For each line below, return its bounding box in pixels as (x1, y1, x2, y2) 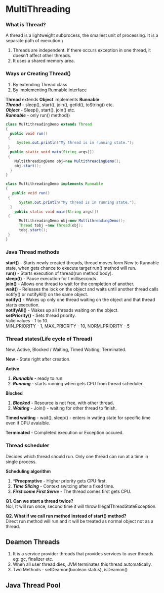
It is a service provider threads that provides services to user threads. (12, 551, 155, 557)
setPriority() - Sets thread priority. (5, 312, 76, 318)
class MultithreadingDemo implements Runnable (5, 181, 103, 186)
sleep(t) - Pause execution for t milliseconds (5, 275, 96, 281)
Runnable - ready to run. (12, 375, 64, 381)
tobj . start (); (18, 228, 48, 233)
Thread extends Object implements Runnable (5, 96, 100, 102)
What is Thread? (5, 21, 46, 28)
